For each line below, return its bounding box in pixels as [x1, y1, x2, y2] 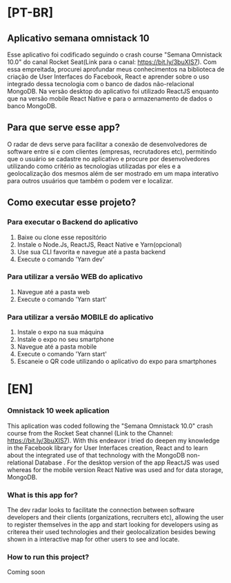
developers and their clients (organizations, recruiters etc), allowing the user [7, 513, 224, 521]
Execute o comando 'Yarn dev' [17, 255, 105, 263]
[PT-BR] [7, 5, 54, 21]
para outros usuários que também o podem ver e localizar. [7, 176, 174, 185]
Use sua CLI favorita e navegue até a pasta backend [17, 247, 166, 256]
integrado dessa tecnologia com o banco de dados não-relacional [7, 80, 194, 88]
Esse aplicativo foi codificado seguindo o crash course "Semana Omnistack [7, 50, 223, 59]
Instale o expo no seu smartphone [17, 336, 114, 344]
